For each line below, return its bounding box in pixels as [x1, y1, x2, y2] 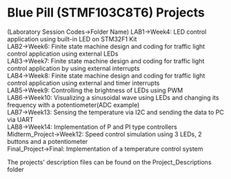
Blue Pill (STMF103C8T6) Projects [7, 5, 205, 21]
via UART [7, 115, 34, 123]
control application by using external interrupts [7, 64, 140, 72]
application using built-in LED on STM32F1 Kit [7, 34, 137, 43]
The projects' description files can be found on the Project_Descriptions [7, 158, 212, 166]
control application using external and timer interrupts [7, 78, 160, 87]
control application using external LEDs [7, 50, 119, 58]
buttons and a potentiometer [7, 137, 88, 145]
